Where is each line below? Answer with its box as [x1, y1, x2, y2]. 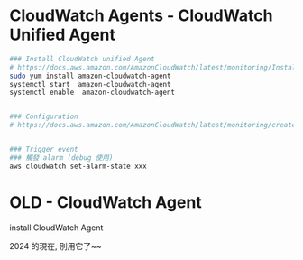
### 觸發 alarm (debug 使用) [9, 153, 114, 162]
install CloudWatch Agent [9, 222, 104, 233]
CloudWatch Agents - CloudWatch [9, 5, 273, 26]
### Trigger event [9, 145, 78, 154]
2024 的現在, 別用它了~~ [9, 240, 102, 251]
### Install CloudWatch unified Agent [9, 54, 155, 63]
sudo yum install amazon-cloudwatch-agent [9, 71, 171, 80]
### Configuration [9, 112, 78, 122]
